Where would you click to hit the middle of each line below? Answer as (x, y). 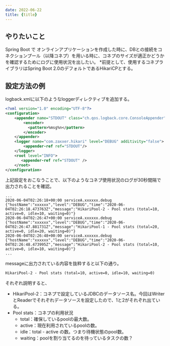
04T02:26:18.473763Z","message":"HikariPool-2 (55, 209)
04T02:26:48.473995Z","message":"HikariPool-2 (55, 245)
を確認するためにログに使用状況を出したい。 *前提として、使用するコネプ (82, 62)
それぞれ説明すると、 (27, 283)
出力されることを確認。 (30, 186)
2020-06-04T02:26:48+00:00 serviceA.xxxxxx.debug (59, 236)
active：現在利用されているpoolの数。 (60, 326)
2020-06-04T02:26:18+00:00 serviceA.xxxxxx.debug (59, 200)
